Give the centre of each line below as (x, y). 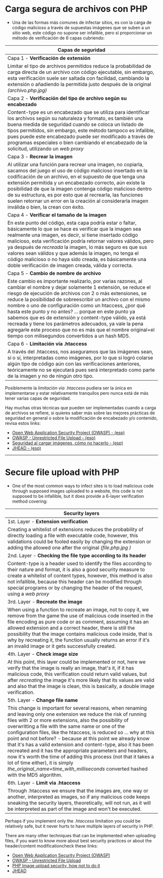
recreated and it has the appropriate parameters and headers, (78, 751)
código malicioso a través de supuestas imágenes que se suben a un (81, 27)
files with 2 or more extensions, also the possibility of (68, 720)
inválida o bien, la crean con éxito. (46, 207)
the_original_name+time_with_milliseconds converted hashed (78, 769)
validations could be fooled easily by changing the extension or (79, 542)
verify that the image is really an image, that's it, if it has (71, 668)
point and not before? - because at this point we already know (79, 738)
